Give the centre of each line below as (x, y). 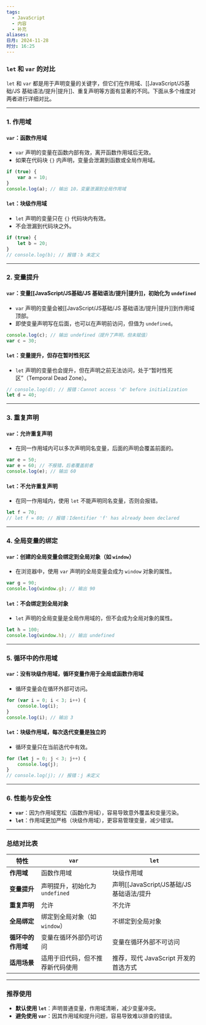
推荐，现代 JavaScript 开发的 (154, 958)
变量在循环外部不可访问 (146, 942)
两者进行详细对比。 (31, 99)
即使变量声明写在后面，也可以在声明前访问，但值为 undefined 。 (96, 323)
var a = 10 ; (32, 178)
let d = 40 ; (21, 395)
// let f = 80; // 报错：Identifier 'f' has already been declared (93, 518)
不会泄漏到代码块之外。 (45, 226)
